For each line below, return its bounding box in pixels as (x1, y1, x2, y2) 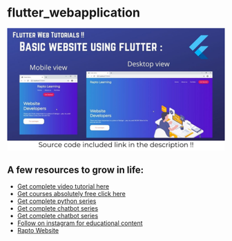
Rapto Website (17, 226, 59, 235)
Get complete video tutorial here (17, 182, 109, 191)
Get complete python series (17, 197, 97, 205)
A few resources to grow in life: (7, 164, 144, 175)
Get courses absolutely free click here (17, 190, 126, 198)
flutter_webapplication (7, 5, 140, 21)
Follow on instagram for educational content (17, 219, 143, 227)
